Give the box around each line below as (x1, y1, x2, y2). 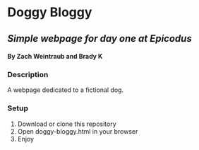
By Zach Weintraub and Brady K (7, 52, 103, 61)
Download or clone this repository (17, 120, 116, 128)
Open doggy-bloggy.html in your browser (17, 127, 138, 135)
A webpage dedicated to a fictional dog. (7, 86, 124, 94)
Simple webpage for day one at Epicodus (7, 33, 192, 45)
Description (7, 70, 49, 80)
